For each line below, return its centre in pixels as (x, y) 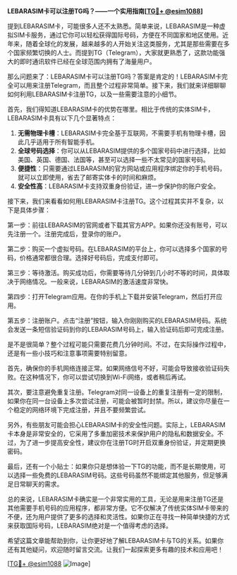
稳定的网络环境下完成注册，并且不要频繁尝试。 (81, 410)
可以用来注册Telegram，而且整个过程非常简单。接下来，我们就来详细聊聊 (120, 85)
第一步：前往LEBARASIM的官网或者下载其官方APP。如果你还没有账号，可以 (117, 225)
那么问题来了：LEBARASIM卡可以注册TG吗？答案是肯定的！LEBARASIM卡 (115, 76)
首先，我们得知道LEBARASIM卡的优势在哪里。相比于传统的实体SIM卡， (111, 109)
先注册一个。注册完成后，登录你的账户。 (66, 234)
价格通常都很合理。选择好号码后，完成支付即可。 (91, 258)
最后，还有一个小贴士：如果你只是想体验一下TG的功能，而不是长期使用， (114, 466)
